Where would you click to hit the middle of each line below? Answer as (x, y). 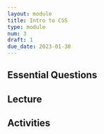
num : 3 (17, 33)
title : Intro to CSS (38, 20)
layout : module (30, 14)
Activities (29, 123)
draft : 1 (20, 40)
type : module (27, 27)
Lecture (25, 99)
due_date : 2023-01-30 (39, 47)
